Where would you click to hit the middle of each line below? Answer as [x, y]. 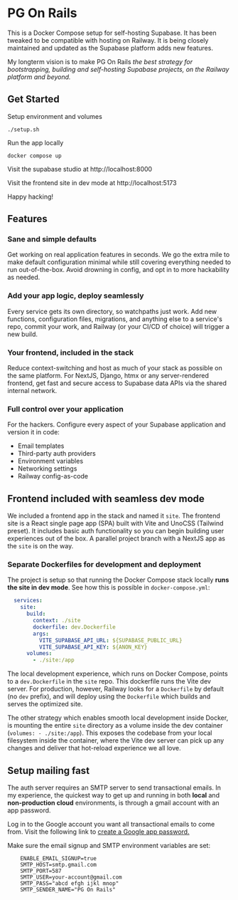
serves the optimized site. [45, 704]
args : [41, 634]
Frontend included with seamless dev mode [106, 499]
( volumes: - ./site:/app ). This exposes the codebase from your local [110, 733]
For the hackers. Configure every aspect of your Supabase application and [117, 424]
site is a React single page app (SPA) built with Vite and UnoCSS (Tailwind [115, 523]
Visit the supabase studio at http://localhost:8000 [80, 169]
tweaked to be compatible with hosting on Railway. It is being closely [108, 40]
